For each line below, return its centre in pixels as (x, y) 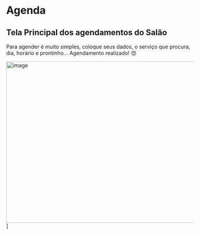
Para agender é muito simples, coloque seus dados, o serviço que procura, (98, 47)
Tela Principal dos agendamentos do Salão (87, 33)
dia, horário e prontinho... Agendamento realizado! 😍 (71, 53)
